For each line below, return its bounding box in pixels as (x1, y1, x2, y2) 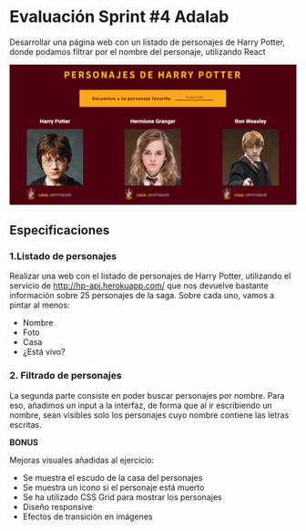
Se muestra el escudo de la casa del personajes (22, 472, 203, 483)
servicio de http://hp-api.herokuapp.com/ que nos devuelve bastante (9, 280, 269, 291)
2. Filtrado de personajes (9, 370, 122, 382)
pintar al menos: (9, 299, 70, 311)
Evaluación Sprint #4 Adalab (9, 6, 229, 27)
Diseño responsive (22, 501, 93, 512)
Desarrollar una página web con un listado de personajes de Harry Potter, (9, 36, 285, 47)
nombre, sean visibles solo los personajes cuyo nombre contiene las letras (9, 409, 290, 421)
